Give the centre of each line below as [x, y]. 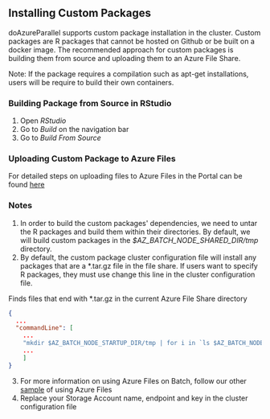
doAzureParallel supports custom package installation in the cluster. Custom [135, 32]
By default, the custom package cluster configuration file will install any [138, 257]
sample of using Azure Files [66, 389]
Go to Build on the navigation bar [74, 129]
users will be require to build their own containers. [91, 82]
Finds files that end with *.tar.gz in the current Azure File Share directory [128, 298]
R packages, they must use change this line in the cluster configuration [137, 274]
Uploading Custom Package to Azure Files [92, 158]
